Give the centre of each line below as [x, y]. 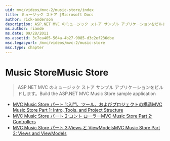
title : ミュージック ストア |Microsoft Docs [49, 15]
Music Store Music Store [57, 73]
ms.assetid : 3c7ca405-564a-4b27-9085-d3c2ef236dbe [60, 38]
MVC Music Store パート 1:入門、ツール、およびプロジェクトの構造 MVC [88, 104]
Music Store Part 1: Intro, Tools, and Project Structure [68, 110]
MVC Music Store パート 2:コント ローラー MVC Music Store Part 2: [82, 116]
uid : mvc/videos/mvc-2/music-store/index [50, 10]
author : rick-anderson [29, 19]
